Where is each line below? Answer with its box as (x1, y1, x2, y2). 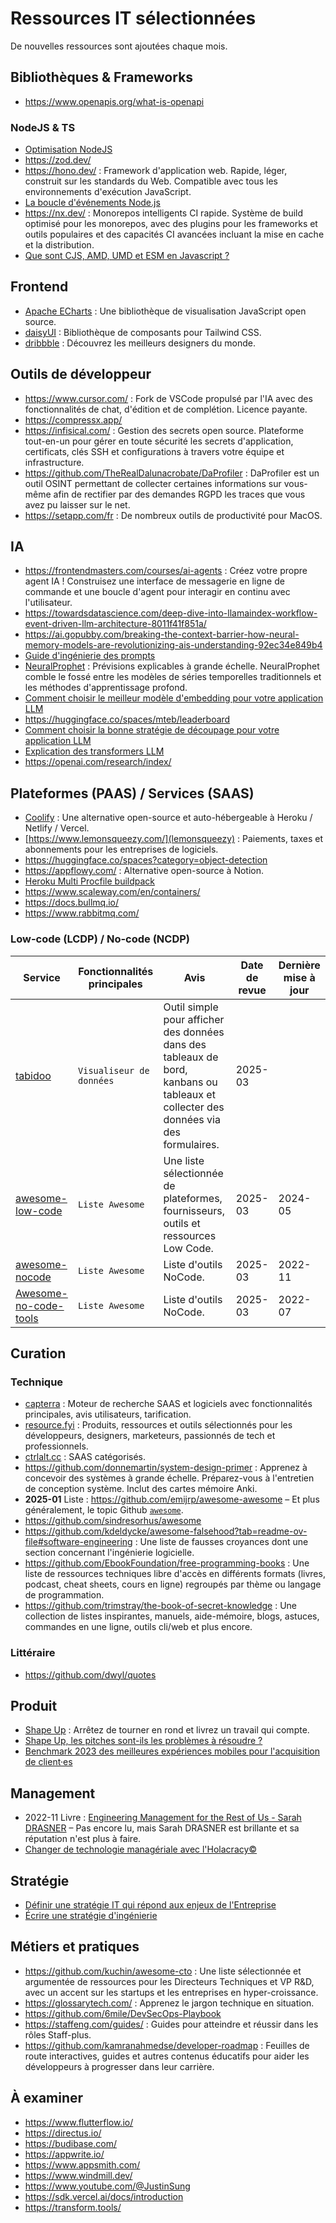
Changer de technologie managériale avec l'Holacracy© (24, 1843, 258, 1856)
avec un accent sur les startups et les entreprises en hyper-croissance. (24, 1986, 319, 1998)
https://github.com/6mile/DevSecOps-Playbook (24, 2007, 222, 2019)
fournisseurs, (163, 1203, 225, 1217)
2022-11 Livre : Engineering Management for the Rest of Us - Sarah (24, 1812, 302, 1824)
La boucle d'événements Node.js (24, 197, 161, 209)
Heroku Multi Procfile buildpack (24, 875, 156, 887)
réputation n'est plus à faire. (24, 1833, 142, 1845)
